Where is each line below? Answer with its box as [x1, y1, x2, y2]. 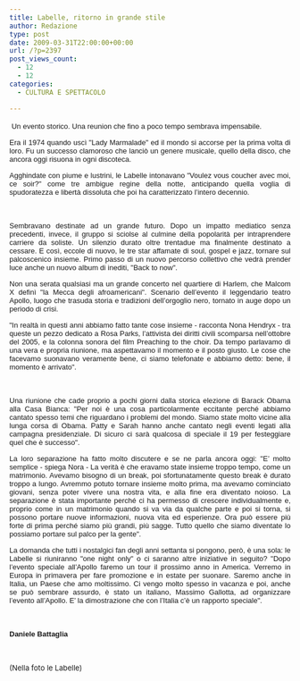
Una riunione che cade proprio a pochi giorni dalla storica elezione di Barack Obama [9, 395, 291, 405]
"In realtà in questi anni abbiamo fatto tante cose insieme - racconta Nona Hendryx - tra [9, 320, 291, 330]
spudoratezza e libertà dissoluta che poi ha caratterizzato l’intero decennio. [9, 187, 250, 197]
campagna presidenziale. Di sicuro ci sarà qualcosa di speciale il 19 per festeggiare [9, 429, 291, 439]
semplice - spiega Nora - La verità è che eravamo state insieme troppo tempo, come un [9, 462, 291, 472]
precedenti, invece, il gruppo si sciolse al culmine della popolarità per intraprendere [9, 229, 291, 239]
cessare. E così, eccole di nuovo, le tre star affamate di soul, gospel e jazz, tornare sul [9, 246, 291, 256]
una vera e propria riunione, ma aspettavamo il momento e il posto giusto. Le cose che [9, 345, 291, 355]
